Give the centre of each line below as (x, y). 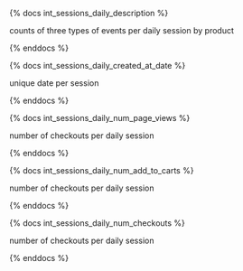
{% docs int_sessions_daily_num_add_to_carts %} (102, 170)
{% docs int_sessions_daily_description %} (89, 13)
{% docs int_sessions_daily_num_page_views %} (100, 118)
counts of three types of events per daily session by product (122, 30)
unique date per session (54, 83)
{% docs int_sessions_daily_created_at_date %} (98, 65)
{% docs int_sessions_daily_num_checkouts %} (97, 223)
